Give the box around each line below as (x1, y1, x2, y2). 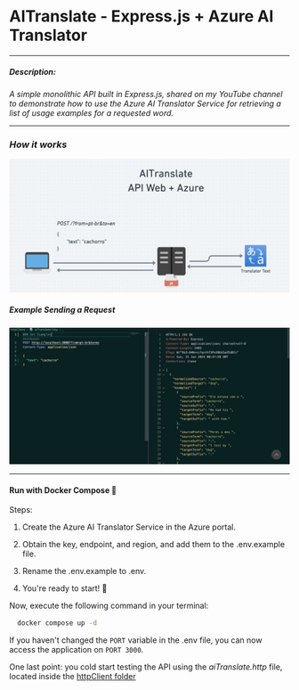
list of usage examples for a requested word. (9, 107, 174, 118)
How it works (9, 138, 68, 151)
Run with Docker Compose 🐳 (9, 484, 117, 496)
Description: (9, 66, 56, 77)
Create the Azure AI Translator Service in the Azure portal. (21, 522, 236, 532)
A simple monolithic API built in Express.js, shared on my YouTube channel (9, 88, 283, 99)
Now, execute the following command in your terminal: (9, 600, 209, 612)
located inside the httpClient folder (9, 671, 136, 682)
